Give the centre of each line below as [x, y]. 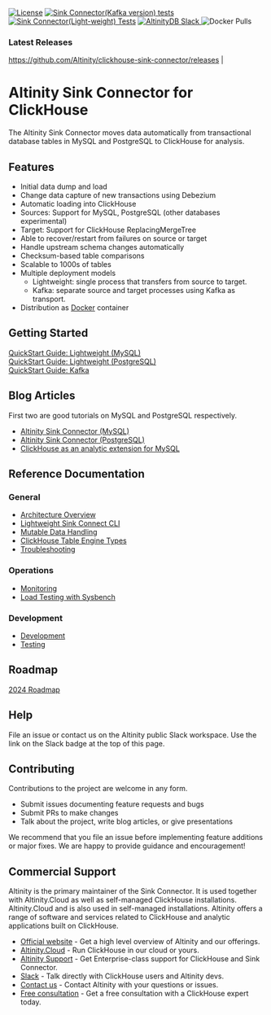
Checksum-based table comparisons [82, 256]
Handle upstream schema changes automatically [102, 247]
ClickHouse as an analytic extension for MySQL [100, 448]
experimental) [44, 221]
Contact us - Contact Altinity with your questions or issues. [119, 985]
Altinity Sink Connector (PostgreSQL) [82, 440]
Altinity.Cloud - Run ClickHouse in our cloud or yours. [109, 950]
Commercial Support [62, 871]
